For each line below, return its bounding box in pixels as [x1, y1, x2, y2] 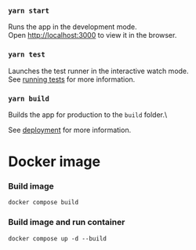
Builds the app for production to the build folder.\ [8, 109, 168, 119]
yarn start [8, 6, 49, 15]
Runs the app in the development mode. [8, 22, 137, 31]
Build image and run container [8, 217, 125, 228]
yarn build [8, 94, 49, 103]
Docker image [8, 153, 100, 171]
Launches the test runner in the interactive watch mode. [8, 66, 190, 75]
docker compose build [8, 199, 79, 207]
